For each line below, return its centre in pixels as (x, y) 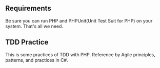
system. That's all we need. (34, 26)
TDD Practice (27, 42)
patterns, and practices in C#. (37, 60)
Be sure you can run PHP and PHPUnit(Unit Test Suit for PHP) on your (79, 20)
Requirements (28, 8)
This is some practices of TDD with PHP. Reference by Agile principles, (80, 54)
